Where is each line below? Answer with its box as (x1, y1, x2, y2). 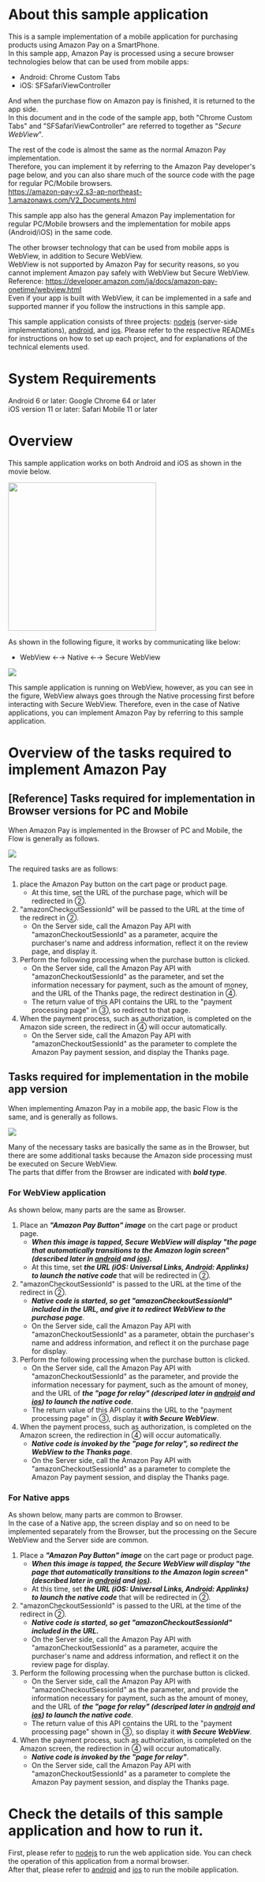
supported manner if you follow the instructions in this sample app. (8, 301, 226, 311)
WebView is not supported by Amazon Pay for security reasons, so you (8, 259, 239, 269)
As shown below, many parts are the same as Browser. (8, 1204, 186, 1215)
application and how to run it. (8, 1822, 203, 1840)
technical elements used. (8, 342, 90, 351)
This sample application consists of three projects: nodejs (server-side (8, 316, 238, 326)
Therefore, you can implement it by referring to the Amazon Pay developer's (8, 161, 256, 171)
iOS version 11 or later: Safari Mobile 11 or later (8, 404, 158, 414)
